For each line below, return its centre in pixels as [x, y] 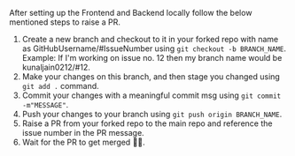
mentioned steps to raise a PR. [65, 22]
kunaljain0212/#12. [56, 67]
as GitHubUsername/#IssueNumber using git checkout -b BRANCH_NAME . [154, 48]
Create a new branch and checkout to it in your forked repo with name [150, 39]
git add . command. [60, 86]
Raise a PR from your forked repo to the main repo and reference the [147, 123]
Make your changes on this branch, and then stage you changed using [151, 77]
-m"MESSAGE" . [45, 104]
